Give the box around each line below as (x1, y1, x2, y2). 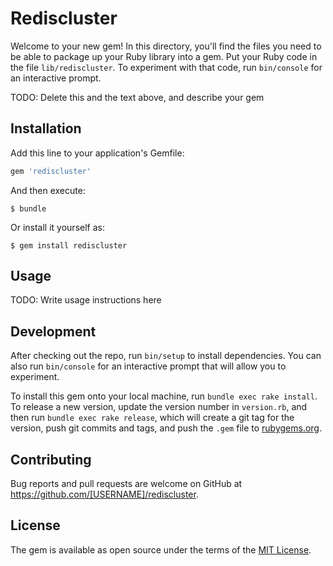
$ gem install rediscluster (10, 240, 128, 251)
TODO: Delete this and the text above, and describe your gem (10, 91, 265, 103)
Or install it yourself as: (10, 221, 105, 233)
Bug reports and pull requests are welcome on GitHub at (10, 478, 243, 490)
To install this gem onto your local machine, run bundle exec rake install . (10, 390, 318, 402)
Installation (10, 120, 82, 137)
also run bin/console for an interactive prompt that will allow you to (10, 360, 287, 372)
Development (10, 323, 97, 340)
